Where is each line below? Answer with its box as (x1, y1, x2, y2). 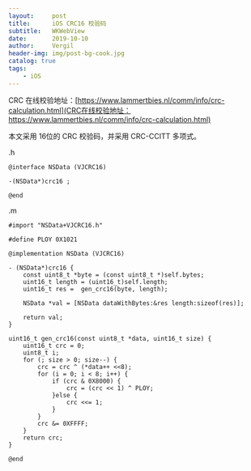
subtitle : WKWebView (8, 27, 85, 35)
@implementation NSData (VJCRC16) (8, 249, 125, 257)
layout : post (8, 11, 67, 20)
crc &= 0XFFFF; (37, 419, 89, 427)
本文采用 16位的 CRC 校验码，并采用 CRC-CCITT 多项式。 (8, 131, 201, 141)
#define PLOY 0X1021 (8, 235, 79, 244)
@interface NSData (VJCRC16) (8, 163, 107, 171)
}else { (51, 391, 79, 399)
